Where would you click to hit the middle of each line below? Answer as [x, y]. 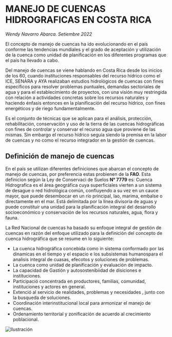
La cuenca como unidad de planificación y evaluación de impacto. [83, 265]
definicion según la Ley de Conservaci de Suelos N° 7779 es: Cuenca [79, 180]
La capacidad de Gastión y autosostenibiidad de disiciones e [77, 270]
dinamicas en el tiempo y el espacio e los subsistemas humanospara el [88, 254]
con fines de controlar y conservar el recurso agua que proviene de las [80, 129]
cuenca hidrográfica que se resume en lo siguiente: [60, 239]
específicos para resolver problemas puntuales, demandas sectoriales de [83, 86]
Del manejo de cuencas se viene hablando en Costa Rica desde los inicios [84, 70]
